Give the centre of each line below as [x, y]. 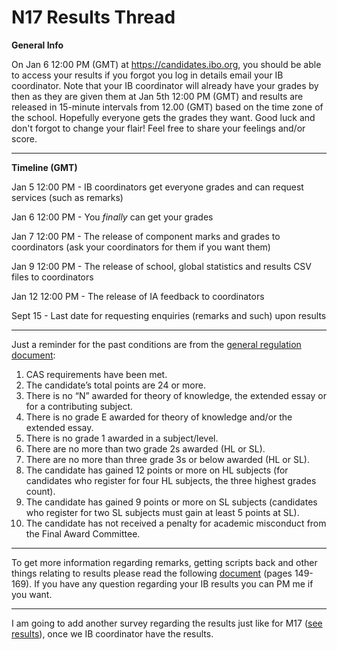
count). [40, 491]
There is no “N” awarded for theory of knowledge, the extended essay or [176, 395]
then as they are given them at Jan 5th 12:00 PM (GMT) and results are [157, 96]
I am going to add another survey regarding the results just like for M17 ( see [167, 623]
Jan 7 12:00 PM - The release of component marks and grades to [146, 236]
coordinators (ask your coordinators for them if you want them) [141, 247]
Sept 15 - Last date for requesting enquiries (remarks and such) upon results [169, 315]
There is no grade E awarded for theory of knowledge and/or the [159, 417]
